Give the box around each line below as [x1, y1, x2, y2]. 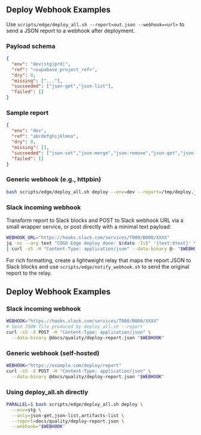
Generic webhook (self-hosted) [6, 349, 100, 357]
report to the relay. [6, 269, 52, 276]
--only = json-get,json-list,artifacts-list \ [11, 412, 124, 418]
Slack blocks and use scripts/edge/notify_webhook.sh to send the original [6, 263, 190, 270]
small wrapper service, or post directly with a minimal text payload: [6, 223, 172, 230]
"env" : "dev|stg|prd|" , [11, 61, 71, 67]
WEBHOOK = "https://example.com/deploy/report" [6, 362, 121, 369]
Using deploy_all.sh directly [6, 388, 89, 396]
